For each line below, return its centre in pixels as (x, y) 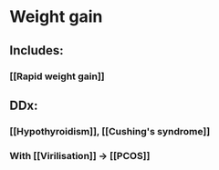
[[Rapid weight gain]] (57, 76)
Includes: (36, 50)
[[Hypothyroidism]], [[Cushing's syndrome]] (110, 131)
